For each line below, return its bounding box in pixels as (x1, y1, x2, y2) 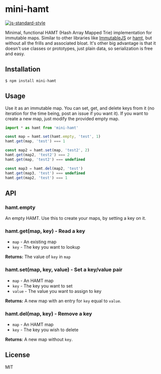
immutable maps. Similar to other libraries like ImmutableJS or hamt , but (5, 35, 152, 41)
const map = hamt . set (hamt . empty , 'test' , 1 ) (5, 134, 101, 139)
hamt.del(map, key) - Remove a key (5, 310, 93, 317)
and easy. (5, 51, 25, 57)
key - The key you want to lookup (12, 244, 80, 250)
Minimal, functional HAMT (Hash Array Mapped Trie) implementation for (5, 29, 152, 35)
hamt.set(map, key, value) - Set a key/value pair (5, 266, 123, 273)
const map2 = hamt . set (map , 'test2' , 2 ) (5, 148, 90, 153)
